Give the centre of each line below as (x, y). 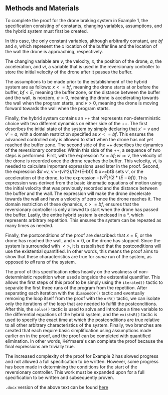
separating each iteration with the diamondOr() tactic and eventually (75, 293)
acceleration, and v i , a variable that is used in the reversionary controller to (82, 66)
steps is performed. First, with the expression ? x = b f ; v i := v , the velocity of (83, 155)
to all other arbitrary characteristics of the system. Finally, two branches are (83, 325)
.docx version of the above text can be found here (57, 387)
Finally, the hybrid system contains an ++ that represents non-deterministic (83, 118)
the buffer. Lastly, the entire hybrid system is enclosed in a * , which (74, 215)
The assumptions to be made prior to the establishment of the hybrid (76, 81)
